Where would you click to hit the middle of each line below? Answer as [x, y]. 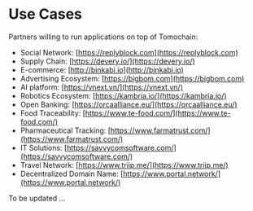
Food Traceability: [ [52, 113]
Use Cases [46, 14]
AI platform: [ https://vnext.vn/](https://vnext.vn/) [101, 87]
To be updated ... [37, 198]
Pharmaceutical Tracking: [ [65, 130]
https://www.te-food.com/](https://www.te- [158, 113]
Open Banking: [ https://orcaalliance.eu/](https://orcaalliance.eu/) [129, 104]
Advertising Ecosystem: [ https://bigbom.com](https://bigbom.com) [132, 78]
